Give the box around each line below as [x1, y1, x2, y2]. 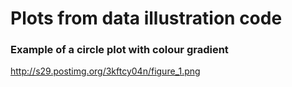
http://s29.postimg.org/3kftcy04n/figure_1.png [10, 65, 201, 77]
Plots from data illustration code [10, 7, 283, 30]
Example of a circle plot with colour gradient [10, 43, 229, 57]
